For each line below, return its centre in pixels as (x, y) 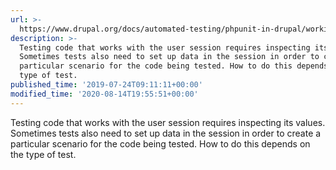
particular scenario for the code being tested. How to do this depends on (160, 143)
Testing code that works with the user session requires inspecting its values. (168, 122)
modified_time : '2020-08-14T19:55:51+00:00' (104, 94)
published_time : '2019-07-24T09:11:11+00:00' (106, 85)
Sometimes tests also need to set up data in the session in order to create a (166, 133)
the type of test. (43, 154)
